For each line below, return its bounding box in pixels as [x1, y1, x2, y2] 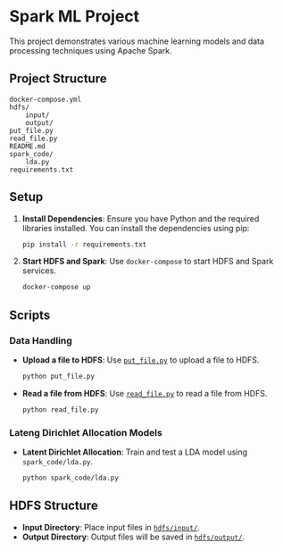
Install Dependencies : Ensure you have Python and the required [21, 213, 260, 224]
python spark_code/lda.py [21, 473, 119, 483]
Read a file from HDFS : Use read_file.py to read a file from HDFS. [21, 388, 268, 398]
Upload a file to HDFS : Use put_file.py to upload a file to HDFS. [21, 355, 260, 365]
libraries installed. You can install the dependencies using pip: [21, 222, 250, 233]
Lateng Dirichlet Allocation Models [9, 426, 162, 438]
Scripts [9, 307, 51, 322]
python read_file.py [21, 405, 99, 414]
